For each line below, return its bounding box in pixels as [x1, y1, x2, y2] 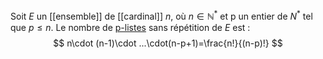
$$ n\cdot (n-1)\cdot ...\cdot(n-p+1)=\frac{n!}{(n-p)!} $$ [53, 37, 283, 49]
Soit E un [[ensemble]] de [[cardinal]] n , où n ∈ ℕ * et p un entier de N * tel [10, 9, 313, 22]
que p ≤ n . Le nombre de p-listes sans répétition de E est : [10, 21, 251, 33]
